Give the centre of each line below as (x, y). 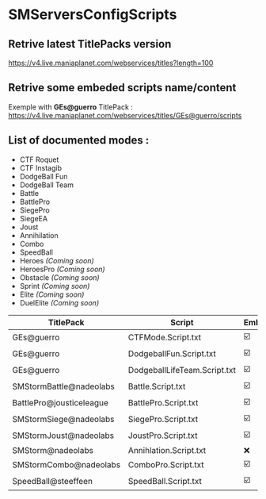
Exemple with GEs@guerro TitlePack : (70, 107)
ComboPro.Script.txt (166, 465)
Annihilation (39, 235)
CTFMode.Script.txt (165, 337)
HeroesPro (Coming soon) (62, 269)
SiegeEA (34, 218)
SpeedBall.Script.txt (165, 482)
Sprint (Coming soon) (55, 286)
